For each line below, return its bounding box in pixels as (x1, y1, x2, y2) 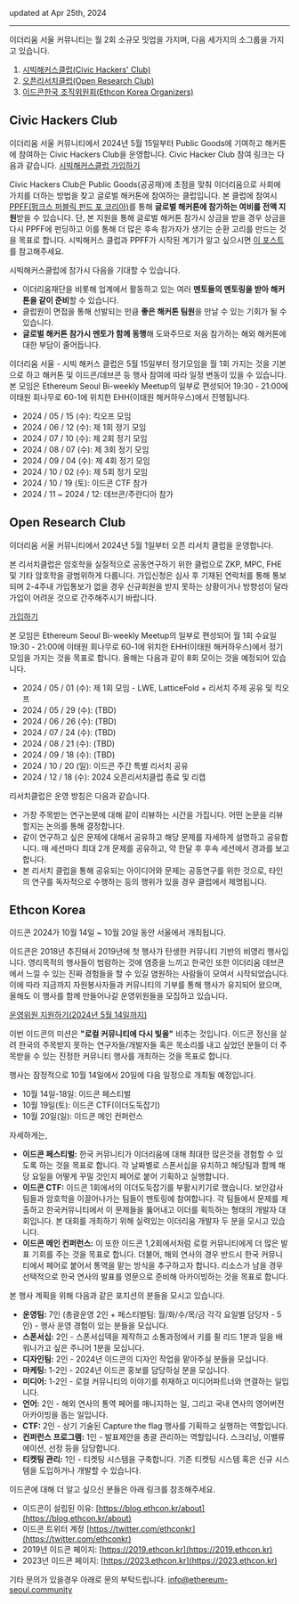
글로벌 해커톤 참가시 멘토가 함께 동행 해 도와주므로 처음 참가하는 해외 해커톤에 (21, 328, 287, 339)
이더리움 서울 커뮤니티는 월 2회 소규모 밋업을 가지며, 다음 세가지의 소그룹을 (9, 35, 269, 45)
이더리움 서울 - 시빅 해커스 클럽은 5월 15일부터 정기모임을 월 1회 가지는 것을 (9, 358, 271, 369)
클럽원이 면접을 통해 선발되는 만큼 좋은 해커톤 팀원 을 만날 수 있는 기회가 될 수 (21, 306, 287, 316)
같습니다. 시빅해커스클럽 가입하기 (25, 160, 141, 170)
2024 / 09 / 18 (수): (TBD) (21, 749, 116, 760)
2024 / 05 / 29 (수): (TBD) (21, 704, 117, 716)
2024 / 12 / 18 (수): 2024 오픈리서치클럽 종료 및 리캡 (21, 771, 206, 782)
